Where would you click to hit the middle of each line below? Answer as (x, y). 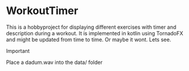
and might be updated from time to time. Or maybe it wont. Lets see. (89, 39)
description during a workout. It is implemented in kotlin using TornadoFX (95, 33)
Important (18, 50)
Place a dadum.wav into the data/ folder (54, 62)
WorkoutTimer (42, 11)
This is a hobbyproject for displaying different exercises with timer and (91, 27)
